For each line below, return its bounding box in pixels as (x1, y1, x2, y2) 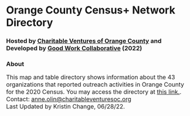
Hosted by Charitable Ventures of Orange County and (6, 37, 162, 45)
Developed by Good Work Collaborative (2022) (6, 45, 142, 53)
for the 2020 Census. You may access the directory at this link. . (6, 88, 182, 96)
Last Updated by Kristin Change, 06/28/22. (6, 103, 125, 111)
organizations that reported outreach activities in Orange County (6, 80, 185, 88)
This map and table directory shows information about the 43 (6, 73, 175, 81)
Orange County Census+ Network (6, 4, 176, 17)
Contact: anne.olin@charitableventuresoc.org (6, 95, 132, 103)
